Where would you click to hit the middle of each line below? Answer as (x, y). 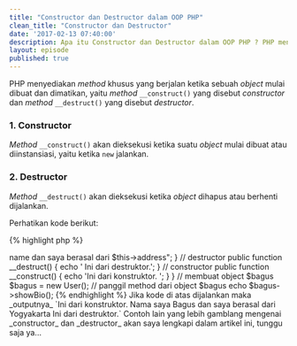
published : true (39, 58)
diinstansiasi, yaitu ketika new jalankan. (79, 154)
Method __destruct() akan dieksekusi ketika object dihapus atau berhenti (144, 196)
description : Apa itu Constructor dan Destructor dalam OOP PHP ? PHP (142, 42)
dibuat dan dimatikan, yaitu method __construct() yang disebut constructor (147, 93)
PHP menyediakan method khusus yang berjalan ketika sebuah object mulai (147, 84)
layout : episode (39, 50)
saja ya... (26, 332)
